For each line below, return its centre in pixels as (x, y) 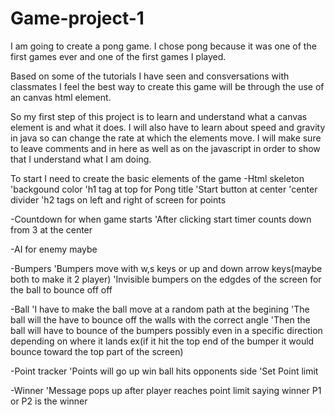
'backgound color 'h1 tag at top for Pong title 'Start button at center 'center (164, 189)
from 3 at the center (51, 229)
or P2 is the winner (49, 401)
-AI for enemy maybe (54, 249)
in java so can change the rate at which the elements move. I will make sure (166, 138)
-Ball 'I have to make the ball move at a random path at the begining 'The (160, 309)
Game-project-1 (77, 18)
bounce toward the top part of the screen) (97, 351)
